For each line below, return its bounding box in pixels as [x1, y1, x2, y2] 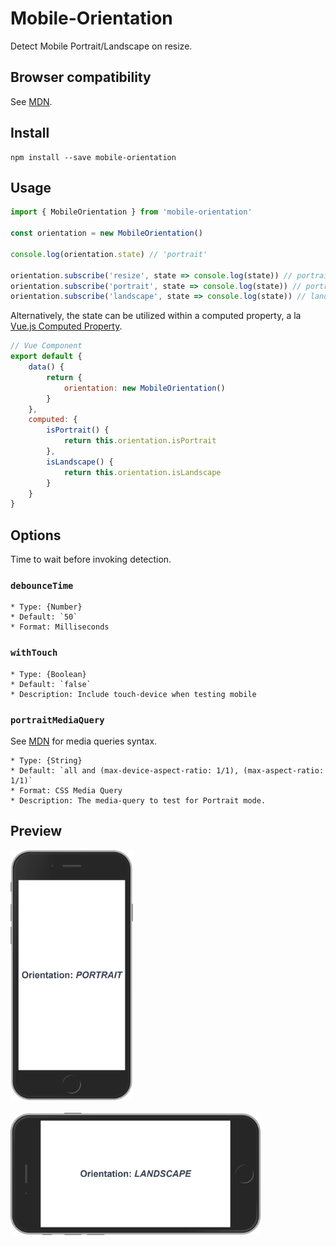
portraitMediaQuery [10, 714, 105, 726]
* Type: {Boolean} [10, 669, 87, 679]
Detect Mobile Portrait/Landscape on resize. [10, 40, 193, 52]
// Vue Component [10, 341, 83, 351]
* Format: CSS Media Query [10, 785, 123, 796]
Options [10, 527, 62, 544]
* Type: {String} [10, 755, 83, 766]
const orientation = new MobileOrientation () [10, 228, 203, 239]
